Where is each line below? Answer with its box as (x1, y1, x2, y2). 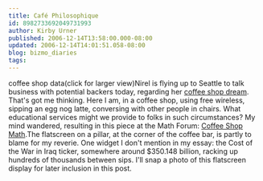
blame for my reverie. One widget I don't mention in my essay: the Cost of (8, 138, 253, 147)
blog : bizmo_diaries (8, 49, 78, 57)
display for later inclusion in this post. (8, 163, 133, 173)
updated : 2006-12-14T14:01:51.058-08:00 (8, 42, 146, 50)
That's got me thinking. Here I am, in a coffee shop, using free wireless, (8, 95, 245, 105)
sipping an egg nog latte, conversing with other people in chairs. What (8, 103, 241, 113)
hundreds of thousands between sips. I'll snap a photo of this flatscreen (8, 155, 247, 164)
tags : (8, 57, 27, 65)
